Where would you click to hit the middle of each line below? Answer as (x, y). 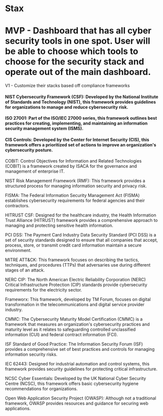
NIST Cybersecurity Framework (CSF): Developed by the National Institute (82, 97)
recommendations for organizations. (41, 389)
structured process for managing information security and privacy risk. (76, 186)
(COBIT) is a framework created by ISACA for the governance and (71, 166)
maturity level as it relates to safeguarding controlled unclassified (71, 329)
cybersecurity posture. (29, 150)
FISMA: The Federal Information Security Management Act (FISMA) (72, 195)
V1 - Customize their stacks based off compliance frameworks (67, 86)
